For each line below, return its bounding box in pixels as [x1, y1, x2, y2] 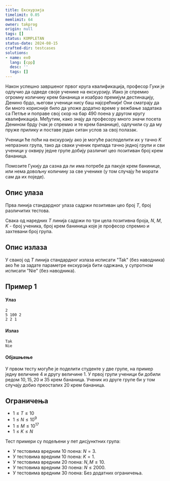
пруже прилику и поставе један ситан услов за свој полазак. [5, 127, 138, 133]
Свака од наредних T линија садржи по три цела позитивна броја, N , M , [5, 217, 162, 223]
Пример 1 [5, 282, 37, 291]
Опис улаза [5, 189, 44, 197]
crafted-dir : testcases [5, 45, 56, 51]
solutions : [5, 50, 29, 55]
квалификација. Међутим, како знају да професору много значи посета [5, 116, 161, 122]
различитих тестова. [5, 208, 50, 214]
